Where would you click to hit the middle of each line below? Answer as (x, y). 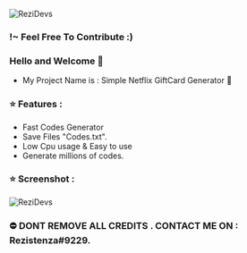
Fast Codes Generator (63, 127)
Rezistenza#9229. (50, 240)
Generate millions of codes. (73, 156)
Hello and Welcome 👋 (56, 61)
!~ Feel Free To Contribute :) (71, 37)
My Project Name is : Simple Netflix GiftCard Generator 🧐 (127, 80)
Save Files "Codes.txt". (64, 136)
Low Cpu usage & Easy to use (77, 146)
